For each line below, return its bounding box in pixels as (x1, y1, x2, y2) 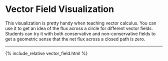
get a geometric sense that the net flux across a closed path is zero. (5, 36, 145, 42)
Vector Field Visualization (5, 3, 114, 15)
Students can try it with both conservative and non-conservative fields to (5, 30, 156, 36)
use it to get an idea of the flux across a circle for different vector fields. (5, 25, 153, 31)
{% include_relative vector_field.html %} (5, 50, 88, 56)
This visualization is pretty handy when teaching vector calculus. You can (5, 20, 156, 26)
